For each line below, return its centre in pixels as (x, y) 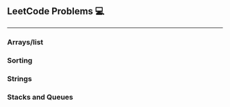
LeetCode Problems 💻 (56, 11)
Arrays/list (25, 42)
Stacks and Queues (40, 97)
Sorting (20, 60)
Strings (20, 78)
